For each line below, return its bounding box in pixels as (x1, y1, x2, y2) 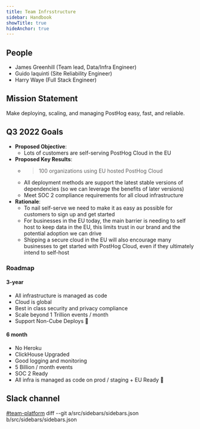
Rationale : (14, 198, 41, 205)
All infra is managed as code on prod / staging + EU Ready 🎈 (14, 376, 164, 383)
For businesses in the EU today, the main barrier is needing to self (23, 217, 186, 224)
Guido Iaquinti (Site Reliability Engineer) (14, 70, 112, 77)
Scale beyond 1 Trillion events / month (14, 311, 109, 318)
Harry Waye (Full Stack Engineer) (14, 76, 97, 84)
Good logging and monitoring (14, 357, 88, 364)
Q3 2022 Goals (6, 127, 64, 137)
